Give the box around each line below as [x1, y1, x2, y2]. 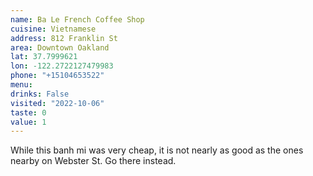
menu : [10, 80, 33, 90]
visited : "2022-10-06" [10, 98, 105, 108]
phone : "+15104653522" [10, 71, 105, 81]
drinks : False [10, 89, 70, 99]
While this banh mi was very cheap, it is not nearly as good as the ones [10, 144, 304, 156]
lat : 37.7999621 [10, 52, 78, 62]
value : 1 [10, 117, 47, 127]
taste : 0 [10, 107, 47, 118]
